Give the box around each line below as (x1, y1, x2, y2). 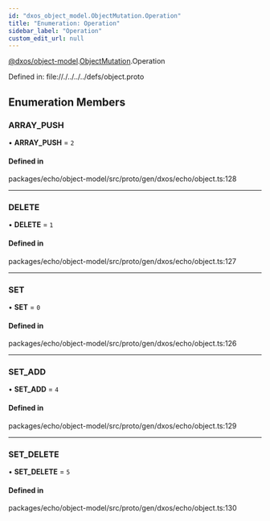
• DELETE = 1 (8, 220, 54, 229)
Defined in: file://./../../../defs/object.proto (8, 72, 145, 81)
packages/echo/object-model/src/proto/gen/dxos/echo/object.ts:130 (8, 503, 237, 513)
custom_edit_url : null (8, 34, 84, 43)
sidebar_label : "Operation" (8, 27, 103, 35)
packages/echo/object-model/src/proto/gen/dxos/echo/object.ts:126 (8, 339, 237, 349)
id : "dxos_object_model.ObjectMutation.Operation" (8, 11, 182, 20)
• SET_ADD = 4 (8, 384, 59, 395)
